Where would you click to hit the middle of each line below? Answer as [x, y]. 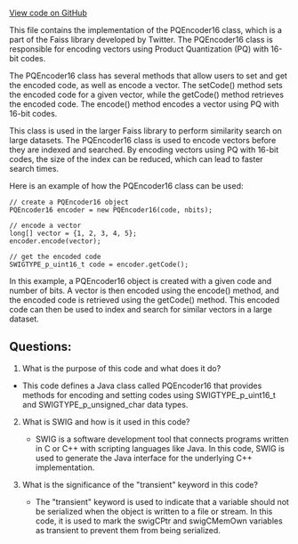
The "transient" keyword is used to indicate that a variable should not [162, 501]
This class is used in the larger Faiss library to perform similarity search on [145, 131]
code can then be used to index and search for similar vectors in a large [141, 309]
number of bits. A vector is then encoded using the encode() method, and [144, 290]
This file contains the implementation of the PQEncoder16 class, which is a [146, 30]
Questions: [40, 347]
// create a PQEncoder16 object [69, 202]
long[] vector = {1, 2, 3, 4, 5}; [73, 233]
